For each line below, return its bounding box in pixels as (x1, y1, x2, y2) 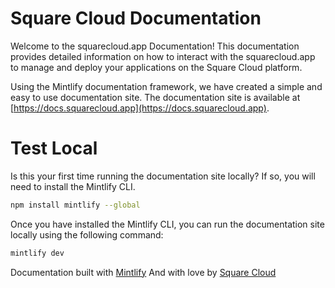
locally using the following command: (10, 228, 164, 241)
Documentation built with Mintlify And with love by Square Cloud (10, 266, 277, 278)
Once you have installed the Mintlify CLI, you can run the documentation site (10, 218, 325, 230)
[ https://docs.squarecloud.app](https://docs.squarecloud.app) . (10, 102, 270, 114)
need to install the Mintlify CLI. (10, 180, 136, 192)
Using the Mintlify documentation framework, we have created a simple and (10, 80, 323, 92)
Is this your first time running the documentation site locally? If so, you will (10, 170, 316, 182)
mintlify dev (10, 248, 65, 258)
